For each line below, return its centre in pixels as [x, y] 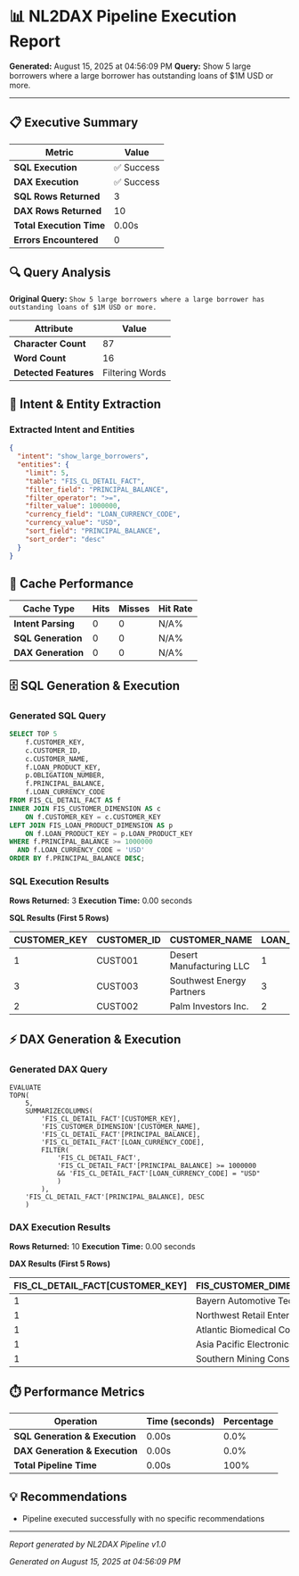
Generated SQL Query [58, 716]
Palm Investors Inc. [209, 1007]
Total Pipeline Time [56, 1465]
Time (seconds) [181, 1422]
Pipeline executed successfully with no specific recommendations [143, 1518]
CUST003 [117, 986]
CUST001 [117, 961]
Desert [184, 955]
